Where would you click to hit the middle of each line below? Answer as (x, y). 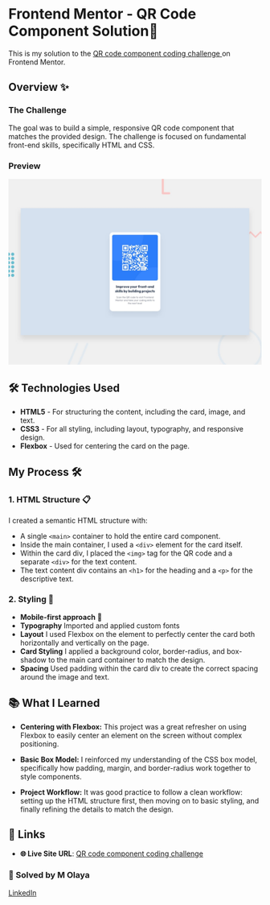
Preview (25, 166)
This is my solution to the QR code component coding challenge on (119, 53)
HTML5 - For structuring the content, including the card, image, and (133, 411)
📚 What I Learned (54, 703)
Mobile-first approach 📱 (61, 617)
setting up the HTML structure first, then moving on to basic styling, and (139, 800)
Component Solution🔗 (84, 31)
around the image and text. (65, 676)
